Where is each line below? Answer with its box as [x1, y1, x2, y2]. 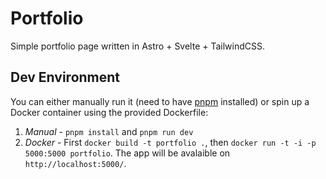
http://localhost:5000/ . [24, 157, 127, 169]
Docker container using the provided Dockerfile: [10, 106, 209, 118]
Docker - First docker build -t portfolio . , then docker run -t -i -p [24, 136, 317, 148]
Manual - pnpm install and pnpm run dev [24, 125, 194, 137]
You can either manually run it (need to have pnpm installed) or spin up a [10, 95, 310, 107]
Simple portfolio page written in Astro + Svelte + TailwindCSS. [10, 40, 266, 52]
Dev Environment [10, 69, 121, 86]
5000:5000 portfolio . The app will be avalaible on [24, 147, 231, 159]
